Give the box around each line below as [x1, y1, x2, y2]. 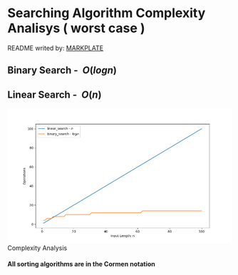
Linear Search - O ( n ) [7, 88, 102, 100]
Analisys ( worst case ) [7, 20, 145, 36]
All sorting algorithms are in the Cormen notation [7, 260, 155, 269]
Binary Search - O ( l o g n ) [7, 64, 118, 76]
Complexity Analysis [7, 244, 68, 252]
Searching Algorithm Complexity [7, 5, 206, 21]
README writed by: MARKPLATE [7, 43, 104, 52]
